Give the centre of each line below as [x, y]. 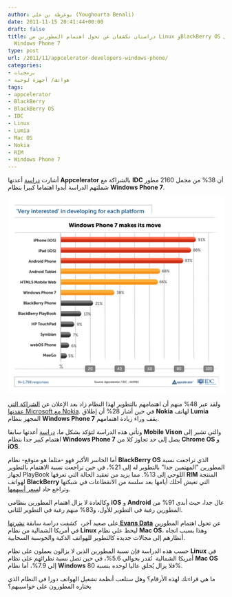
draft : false [27, 29]
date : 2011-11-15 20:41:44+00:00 [56, 22]
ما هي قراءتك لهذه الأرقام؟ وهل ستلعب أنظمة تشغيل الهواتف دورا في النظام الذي [112, 578]
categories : [25, 65]
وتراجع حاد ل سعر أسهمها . [39, 489]
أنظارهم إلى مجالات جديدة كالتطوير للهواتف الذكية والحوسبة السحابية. [96, 537]
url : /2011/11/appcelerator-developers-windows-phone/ [88, 58]
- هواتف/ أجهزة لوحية [39, 80]
